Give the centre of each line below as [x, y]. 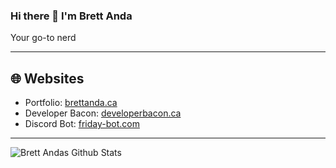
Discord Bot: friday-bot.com [82, 124]
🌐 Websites [47, 78]
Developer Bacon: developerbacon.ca [103, 113]
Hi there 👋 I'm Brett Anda [71, 16]
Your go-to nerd [43, 38]
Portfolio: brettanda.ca [71, 103]
